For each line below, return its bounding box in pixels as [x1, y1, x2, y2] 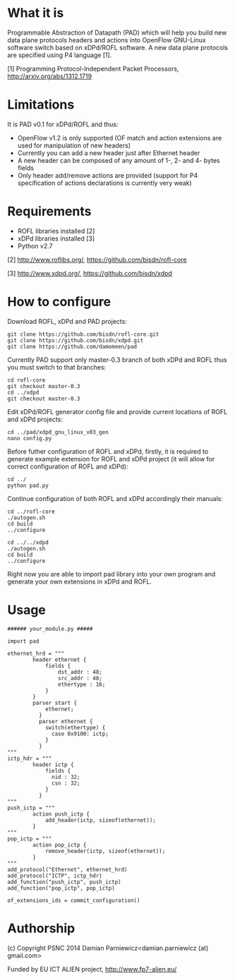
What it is [7, 5, 64, 21]
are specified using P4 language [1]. [7, 51, 112, 59]
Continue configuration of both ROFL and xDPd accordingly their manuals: [7, 494, 224, 502]
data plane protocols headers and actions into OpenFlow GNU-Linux [7, 35, 206, 44]
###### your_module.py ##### [7, 625, 93, 632]
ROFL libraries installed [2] [17, 226, 95, 235]
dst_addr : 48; [57, 668, 102, 675]
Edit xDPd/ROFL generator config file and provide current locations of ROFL [7, 407, 228, 416]
